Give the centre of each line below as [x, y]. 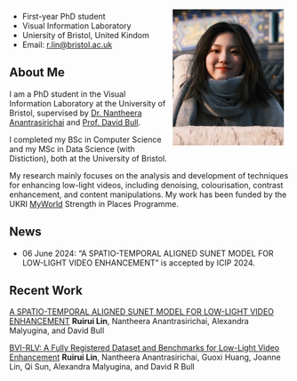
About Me [37, 72]
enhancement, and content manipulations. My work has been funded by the [148, 194]
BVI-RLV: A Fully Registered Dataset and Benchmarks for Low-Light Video [144, 348]
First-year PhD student [64, 16]
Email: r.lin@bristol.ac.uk [67, 44]
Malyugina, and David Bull [57, 330]
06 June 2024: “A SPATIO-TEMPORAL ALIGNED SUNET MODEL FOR [148, 253]
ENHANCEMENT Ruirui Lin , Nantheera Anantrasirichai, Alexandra [129, 321]
